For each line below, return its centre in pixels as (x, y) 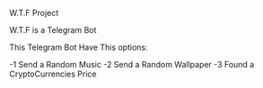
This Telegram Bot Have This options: (79, 47)
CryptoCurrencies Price (53, 74)
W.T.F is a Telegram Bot (53, 30)
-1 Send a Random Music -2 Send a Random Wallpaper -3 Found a (132, 64)
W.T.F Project (34, 13)
